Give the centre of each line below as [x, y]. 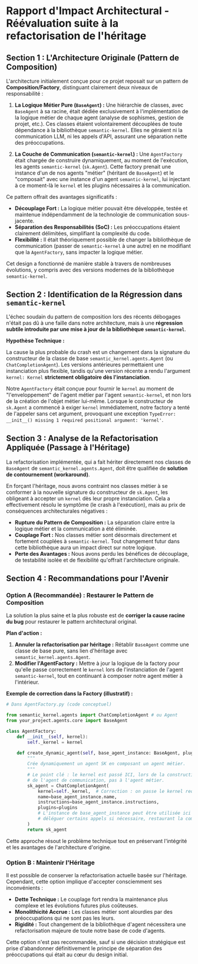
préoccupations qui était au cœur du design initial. [67, 955]
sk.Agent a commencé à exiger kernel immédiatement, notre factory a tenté [98, 407]
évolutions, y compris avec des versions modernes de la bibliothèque [90, 270]
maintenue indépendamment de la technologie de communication [94, 214]
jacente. [24, 221]
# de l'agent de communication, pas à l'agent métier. [96, 780]
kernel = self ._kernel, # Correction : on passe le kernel [110, 791]
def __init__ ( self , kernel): [52, 737]
